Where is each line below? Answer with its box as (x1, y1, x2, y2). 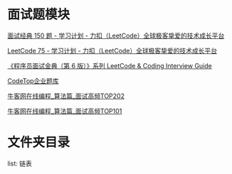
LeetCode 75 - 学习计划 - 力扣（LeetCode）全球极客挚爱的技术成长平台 (7, 46, 218, 55)
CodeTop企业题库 (7, 76, 59, 85)
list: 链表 (7, 159, 32, 168)
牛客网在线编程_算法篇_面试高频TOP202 (7, 92, 125, 100)
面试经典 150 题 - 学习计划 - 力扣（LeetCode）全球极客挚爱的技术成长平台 (7, 31, 225, 40)
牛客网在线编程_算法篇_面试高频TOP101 (7, 107, 122, 115)
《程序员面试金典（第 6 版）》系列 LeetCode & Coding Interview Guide (7, 61, 212, 70)
